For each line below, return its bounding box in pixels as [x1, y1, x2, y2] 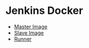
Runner [13, 35, 32, 42]
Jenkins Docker [5, 4, 83, 17]
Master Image [13, 23, 48, 30]
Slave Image [13, 29, 44, 36]
